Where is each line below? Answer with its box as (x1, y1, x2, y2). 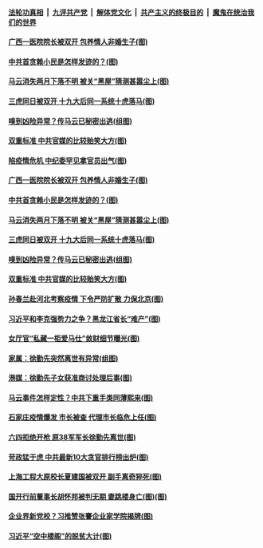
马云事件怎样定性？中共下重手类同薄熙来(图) (8, 392, 154, 403)
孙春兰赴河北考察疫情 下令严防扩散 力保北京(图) (8, 294, 164, 304)
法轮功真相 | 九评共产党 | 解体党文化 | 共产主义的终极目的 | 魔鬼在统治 (8, 7, 248, 17)
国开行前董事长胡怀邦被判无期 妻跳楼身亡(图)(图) (8, 491, 167, 501)
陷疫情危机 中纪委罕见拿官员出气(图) (8, 156, 128, 165)
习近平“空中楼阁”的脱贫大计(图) (8, 531, 112, 541)
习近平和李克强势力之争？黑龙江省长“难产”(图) (8, 314, 161, 324)
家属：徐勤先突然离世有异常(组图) (8, 353, 119, 363)
